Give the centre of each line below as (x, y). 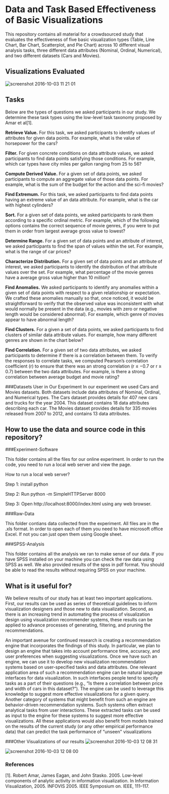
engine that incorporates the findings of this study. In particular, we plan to (83, 646)
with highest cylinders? (29, 205)
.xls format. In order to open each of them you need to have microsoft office (84, 529)
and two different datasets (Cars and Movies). (53, 55)
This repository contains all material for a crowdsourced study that (74, 34)
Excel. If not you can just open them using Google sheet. (64, 534)
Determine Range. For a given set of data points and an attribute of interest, (84, 241)
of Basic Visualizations (54, 20)
